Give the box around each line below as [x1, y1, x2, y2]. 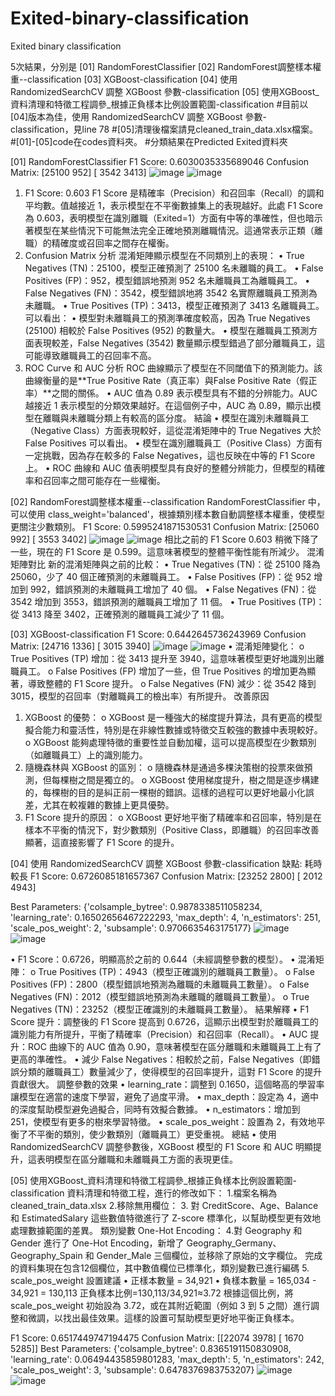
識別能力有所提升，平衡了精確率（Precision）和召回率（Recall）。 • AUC [10, 1028, 308, 1040]
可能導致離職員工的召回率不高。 [24, 349, 157, 361]
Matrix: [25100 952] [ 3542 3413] [10, 166, 147, 178]
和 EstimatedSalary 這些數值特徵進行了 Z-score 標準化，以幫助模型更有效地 [10, 1212, 321, 1224]
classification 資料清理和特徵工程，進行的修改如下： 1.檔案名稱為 [10, 1187, 278, 1199]
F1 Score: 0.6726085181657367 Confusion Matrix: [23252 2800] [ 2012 [29, 870, 323, 882]
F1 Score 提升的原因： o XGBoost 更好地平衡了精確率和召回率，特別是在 [24, 811, 322, 823]
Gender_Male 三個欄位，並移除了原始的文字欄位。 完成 [96, 1249, 323, 1261]
